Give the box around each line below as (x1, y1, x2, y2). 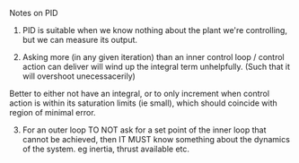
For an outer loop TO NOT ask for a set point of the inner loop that (22, 124, 267, 135)
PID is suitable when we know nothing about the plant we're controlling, (22, 25, 287, 35)
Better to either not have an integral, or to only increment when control (9, 89, 270, 99)
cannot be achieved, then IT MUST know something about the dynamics (22, 134, 290, 144)
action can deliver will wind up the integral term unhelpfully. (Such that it (22, 62, 290, 72)
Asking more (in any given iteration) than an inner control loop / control (22, 52, 285, 62)
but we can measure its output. (22, 35, 137, 45)
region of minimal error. (9, 107, 96, 117)
